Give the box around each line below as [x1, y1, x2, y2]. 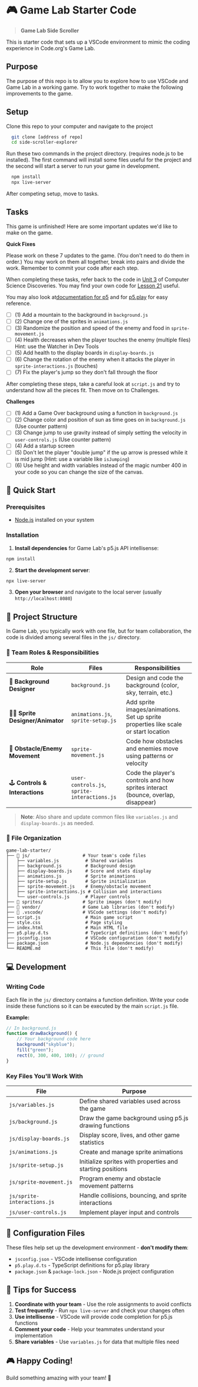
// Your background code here [16, 1036, 91, 1042]
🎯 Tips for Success [6, 1285, 77, 1295]
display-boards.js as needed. [20, 819, 94, 826]
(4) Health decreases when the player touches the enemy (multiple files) [14, 336, 191, 343]
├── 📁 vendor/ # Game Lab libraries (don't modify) [6, 904, 176, 910]
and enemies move [126, 744, 179, 753]
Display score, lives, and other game [79, 1131, 180, 1139]
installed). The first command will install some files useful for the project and [6, 156, 192, 164]
